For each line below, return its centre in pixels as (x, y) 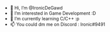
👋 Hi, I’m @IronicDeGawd (36, 8)
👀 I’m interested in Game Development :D (53, 13)
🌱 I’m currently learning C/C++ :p (45, 19)
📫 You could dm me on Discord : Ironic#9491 (58, 24)
